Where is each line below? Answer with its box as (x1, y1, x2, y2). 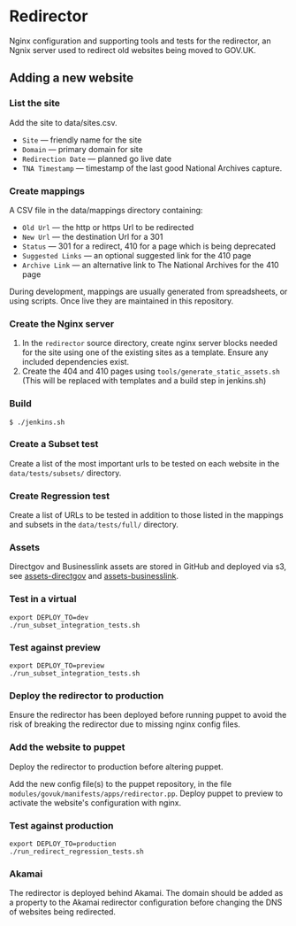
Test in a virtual (9, 593, 77, 606)
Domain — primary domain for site (21, 143, 143, 154)
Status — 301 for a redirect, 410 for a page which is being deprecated (21, 241, 277, 251)
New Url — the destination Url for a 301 (21, 231, 163, 242)
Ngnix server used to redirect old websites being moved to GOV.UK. (9, 44, 256, 55)
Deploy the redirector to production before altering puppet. (9, 761, 224, 772)
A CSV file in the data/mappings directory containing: (9, 204, 203, 215)
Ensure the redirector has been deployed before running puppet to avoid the (9, 710, 287, 721)
